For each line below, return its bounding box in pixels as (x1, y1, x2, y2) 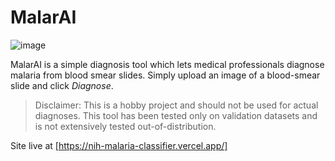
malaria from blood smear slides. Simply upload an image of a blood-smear (10, 69, 321, 81)
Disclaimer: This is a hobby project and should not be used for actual (34, 99, 319, 111)
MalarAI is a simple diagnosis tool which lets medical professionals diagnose (10, 58, 325, 70)
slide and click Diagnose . (10, 79, 114, 91)
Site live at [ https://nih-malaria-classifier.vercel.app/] (10, 139, 228, 151)
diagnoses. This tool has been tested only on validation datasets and (34, 109, 318, 121)
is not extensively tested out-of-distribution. (34, 120, 217, 132)
